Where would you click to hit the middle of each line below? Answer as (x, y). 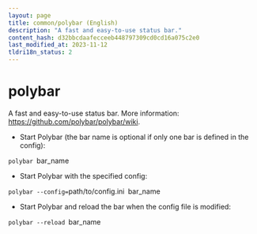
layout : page (30, 15)
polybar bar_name (39, 160)
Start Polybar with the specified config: (83, 175)
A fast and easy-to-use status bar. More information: (94, 113)
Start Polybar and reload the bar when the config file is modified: (125, 206)
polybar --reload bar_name (55, 221)
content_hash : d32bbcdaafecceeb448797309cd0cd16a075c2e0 (104, 38)
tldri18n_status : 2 (40, 52)
